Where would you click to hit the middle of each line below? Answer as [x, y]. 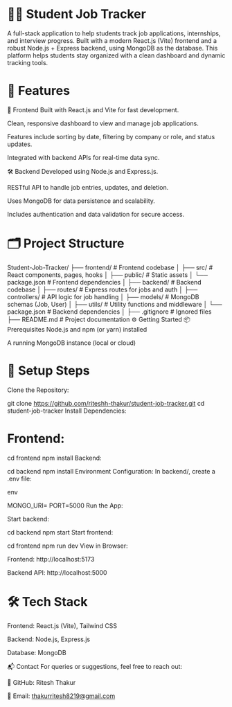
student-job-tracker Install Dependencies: [67, 411]
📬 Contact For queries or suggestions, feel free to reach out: [95, 666]
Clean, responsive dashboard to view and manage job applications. [103, 123]
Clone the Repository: [38, 390]
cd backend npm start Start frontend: [60, 532]
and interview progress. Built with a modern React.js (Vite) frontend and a [112, 40]
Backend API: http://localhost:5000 [57, 572]
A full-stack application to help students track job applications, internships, [114, 33]
